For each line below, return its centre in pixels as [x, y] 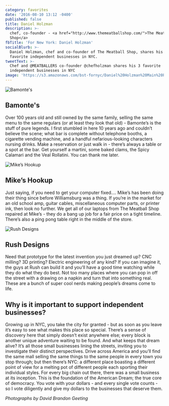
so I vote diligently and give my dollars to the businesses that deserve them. [84, 389]
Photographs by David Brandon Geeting [47, 398]
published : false [23, 19]
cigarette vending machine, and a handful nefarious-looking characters [79, 139]
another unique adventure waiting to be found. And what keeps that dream [82, 341]
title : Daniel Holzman [29, 24]
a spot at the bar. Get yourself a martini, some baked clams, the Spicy [77, 149]
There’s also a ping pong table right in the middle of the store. [69, 219]
